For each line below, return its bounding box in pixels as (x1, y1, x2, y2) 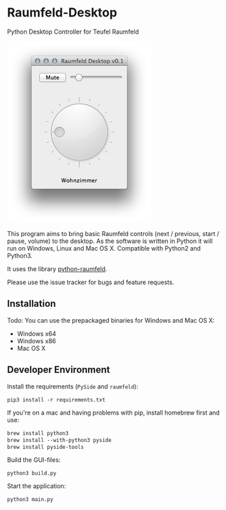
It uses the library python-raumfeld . (7, 264, 108, 273)
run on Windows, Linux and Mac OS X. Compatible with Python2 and (7, 244, 201, 252)
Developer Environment (7, 364, 111, 375)
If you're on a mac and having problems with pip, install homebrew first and (7, 408, 221, 417)
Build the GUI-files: (7, 455, 61, 464)
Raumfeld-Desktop (7, 5, 118, 21)
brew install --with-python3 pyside (7, 437, 112, 443)
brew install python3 (7, 430, 69, 437)
